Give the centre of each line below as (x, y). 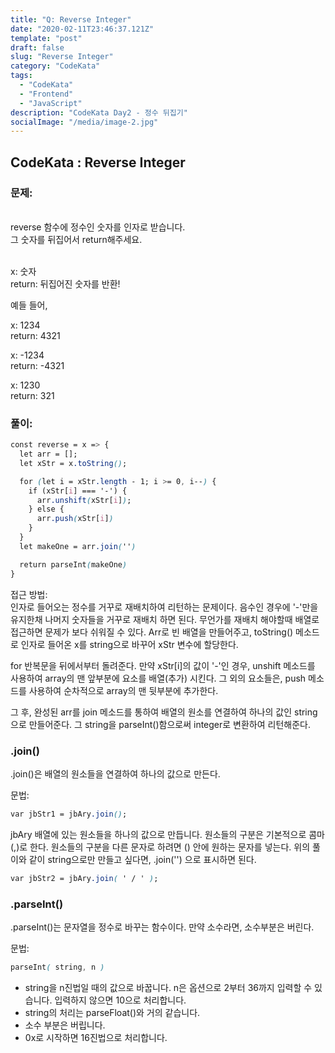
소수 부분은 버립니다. (65, 1025)
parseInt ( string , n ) (57, 967)
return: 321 (32, 395)
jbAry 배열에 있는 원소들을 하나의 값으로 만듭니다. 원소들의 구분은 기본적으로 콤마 (167, 834)
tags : (21, 76)
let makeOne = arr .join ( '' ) (78, 546)
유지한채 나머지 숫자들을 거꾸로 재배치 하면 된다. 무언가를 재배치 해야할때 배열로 (165, 619)
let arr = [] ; (48, 454)
